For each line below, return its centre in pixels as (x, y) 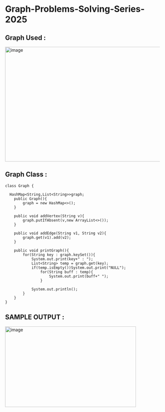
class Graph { (20, 186)
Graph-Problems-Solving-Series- (75, 9)
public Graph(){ (31, 199)
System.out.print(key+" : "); (62, 259)
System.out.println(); (55, 289)
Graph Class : (26, 174)
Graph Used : (26, 38)
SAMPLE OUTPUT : (35, 317)
